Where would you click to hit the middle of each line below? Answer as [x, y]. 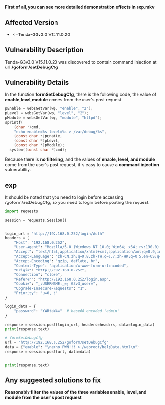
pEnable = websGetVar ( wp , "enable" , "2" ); [49, 109]
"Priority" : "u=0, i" [36, 293]
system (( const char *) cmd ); [38, 150]
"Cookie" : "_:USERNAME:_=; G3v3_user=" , [56, 284]
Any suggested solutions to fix [53, 381]
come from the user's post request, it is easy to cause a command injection [82, 165]
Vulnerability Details [37, 83]
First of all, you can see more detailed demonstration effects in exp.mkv [80, 7]
